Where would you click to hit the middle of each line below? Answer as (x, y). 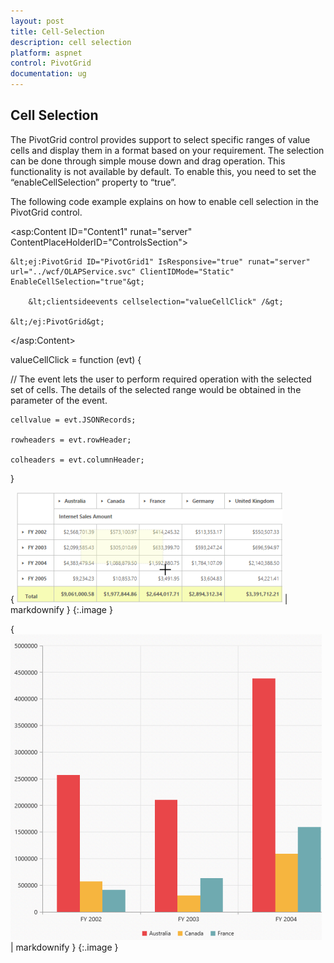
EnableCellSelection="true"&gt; (77, 281)
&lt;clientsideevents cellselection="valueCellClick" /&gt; (156, 301)
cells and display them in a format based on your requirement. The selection (167, 150)
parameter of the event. (59, 400)
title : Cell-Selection (57, 31)
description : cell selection (71, 42)
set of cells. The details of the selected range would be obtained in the (156, 389)
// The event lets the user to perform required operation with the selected (161, 379)
